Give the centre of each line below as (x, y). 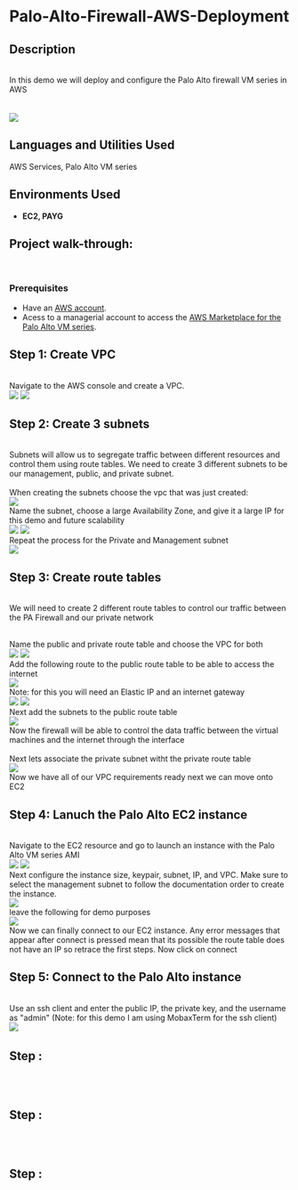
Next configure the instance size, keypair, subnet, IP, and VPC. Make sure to (149, 874)
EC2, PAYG (43, 216)
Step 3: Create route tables (85, 577)
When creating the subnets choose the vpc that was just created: (129, 493)
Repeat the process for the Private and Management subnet (119, 541)
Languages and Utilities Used (92, 145)
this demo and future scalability (67, 520)
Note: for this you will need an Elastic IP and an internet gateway (127, 692)
